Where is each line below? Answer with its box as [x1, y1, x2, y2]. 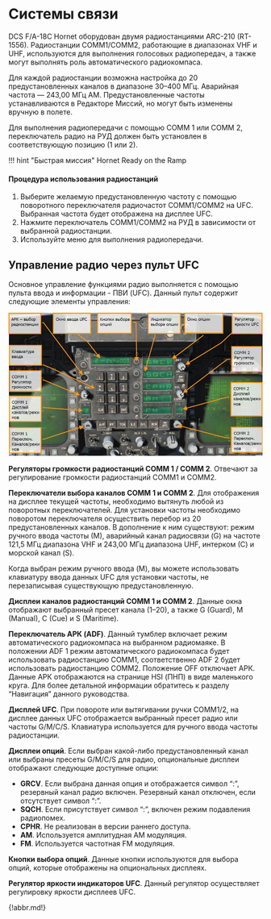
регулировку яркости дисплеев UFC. [8, 887, 136, 896]
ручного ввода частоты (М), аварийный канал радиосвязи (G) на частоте [8, 530, 261, 540]
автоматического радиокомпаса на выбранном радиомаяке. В [8, 638, 226, 647]
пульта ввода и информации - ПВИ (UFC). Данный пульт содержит [8, 288, 239, 297]
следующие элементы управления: [8, 296, 131, 306]
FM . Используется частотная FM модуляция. [19, 838, 175, 848]
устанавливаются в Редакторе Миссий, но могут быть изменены [8, 98, 233, 108]
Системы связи [8, 5, 119, 23]
